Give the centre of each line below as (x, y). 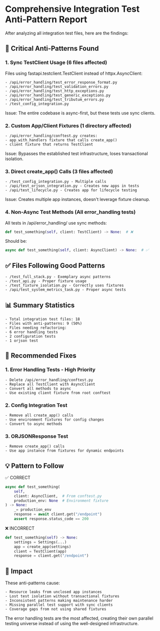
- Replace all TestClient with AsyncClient (50, 384)
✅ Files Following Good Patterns (55, 266)
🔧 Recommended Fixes (41, 356)
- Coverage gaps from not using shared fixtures (56, 609)
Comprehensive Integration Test (72, 9)
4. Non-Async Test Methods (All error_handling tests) (70, 212)
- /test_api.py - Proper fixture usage (46, 281)
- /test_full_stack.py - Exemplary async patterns (58, 277)
